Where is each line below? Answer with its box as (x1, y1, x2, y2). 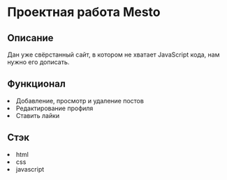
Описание (7, 32, 54, 44)
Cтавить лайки (16, 111, 60, 119)
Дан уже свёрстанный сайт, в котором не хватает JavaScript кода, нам (7, 50, 220, 59)
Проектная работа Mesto (7, 4, 161, 20)
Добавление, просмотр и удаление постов (16, 96, 145, 105)
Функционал (7, 78, 66, 90)
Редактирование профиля (16, 104, 94, 112)
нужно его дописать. (7, 58, 70, 66)
